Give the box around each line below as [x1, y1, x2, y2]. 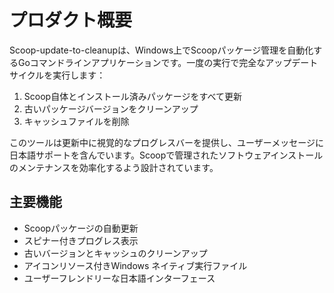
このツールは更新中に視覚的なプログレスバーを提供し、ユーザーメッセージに [9, 136, 324, 148]
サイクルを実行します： [9, 69, 106, 81]
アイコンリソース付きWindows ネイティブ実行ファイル [23, 259, 248, 271]
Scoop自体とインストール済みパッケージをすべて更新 [23, 90, 243, 102]
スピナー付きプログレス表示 [23, 234, 139, 246]
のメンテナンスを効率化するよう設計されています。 [9, 161, 219, 173]
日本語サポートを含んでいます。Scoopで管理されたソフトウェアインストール [9, 149, 324, 161]
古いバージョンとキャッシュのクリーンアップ [23, 247, 208, 259]
